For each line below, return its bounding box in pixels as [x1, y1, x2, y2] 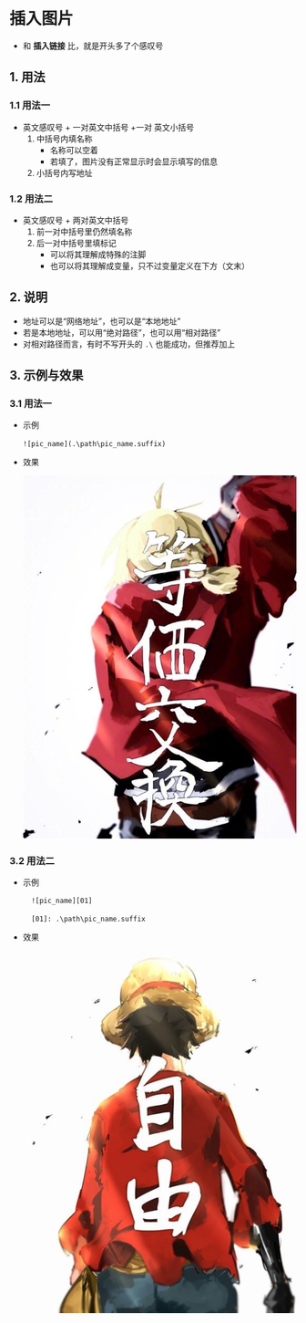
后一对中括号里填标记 [36, 237, 117, 248]
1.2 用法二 [9, 193, 53, 205]
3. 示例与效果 [9, 368, 84, 383]
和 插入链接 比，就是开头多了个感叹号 [22, 40, 164, 51]
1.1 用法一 [9, 99, 51, 112]
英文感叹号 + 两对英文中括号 [22, 214, 129, 225]
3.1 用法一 [9, 398, 53, 411]
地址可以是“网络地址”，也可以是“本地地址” [22, 316, 181, 327]
